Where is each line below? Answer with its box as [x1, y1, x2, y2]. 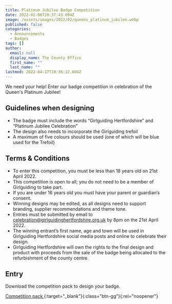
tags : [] [5, 41, 24, 46]
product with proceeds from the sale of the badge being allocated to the [12, 249, 166, 255]
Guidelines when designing [5, 104, 95, 113]
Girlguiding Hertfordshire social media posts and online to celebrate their [12, 233, 167, 239]
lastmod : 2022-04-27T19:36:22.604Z [5, 70, 82, 75]
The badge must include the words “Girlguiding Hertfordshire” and [12, 117, 154, 124]
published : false [5, 22, 43, 27]
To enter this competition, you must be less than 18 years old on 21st [12, 168, 158, 174]
